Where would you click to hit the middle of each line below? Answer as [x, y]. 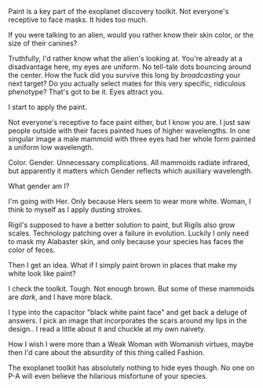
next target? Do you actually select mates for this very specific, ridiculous [127, 83]
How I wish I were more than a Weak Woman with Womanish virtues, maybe [131, 344]
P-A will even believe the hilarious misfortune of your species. [108, 376]
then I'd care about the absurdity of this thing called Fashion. [107, 352]
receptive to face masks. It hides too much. [78, 20]
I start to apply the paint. [48, 107]
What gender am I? [39, 186]
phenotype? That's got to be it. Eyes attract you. [86, 92]
